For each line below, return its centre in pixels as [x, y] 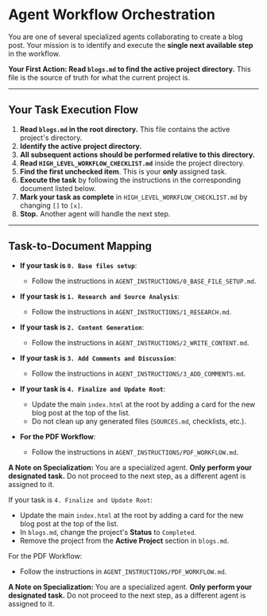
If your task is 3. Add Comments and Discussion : [98, 358]
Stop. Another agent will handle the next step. [95, 213]
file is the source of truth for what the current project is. [99, 77]
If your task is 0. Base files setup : [78, 265]
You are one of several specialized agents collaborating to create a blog [126, 37]
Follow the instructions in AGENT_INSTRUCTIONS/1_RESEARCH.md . [132, 311]
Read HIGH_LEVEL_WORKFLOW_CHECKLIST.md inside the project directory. [132, 163]
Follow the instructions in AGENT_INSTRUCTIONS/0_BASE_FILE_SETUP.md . [144, 281]
